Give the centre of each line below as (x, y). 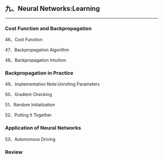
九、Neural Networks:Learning (53, 9)
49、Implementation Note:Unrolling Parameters (52, 84)
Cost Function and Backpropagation (49, 28)
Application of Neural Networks (43, 128)
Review (14, 152)
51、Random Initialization (30, 105)
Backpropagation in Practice (39, 73)
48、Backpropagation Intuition (36, 60)
